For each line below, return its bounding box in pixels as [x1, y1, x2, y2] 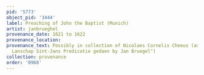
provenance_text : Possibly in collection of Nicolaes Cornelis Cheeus [6, 43, 189, 49]
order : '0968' [6, 59, 42, 65]
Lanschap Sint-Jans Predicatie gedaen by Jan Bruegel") [12, 48, 156, 54]
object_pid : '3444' [6, 15, 56, 21]
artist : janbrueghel [6, 25, 59, 32]
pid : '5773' [6, 8, 36, 15]
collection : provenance [6, 54, 67, 60]
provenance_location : [6, 37, 61, 43]
